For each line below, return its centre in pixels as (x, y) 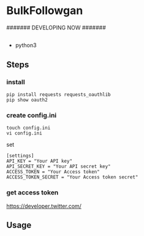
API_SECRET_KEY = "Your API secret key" (59, 167)
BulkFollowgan (45, 11)
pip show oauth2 (27, 100)
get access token (32, 193)
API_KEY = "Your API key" (39, 161)
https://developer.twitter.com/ (44, 206)
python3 (26, 45)
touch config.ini (28, 128)
